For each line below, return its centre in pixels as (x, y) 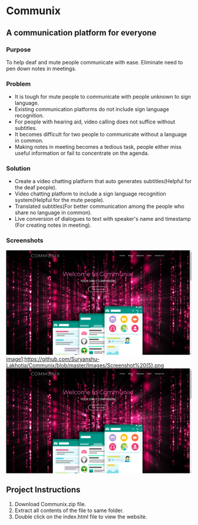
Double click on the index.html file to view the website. (81, 516)
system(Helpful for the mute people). (60, 200)
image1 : (15, 359)
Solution (19, 168)
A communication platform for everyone (81, 33)
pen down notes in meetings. (41, 69)
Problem (19, 84)
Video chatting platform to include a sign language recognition (90, 194)
